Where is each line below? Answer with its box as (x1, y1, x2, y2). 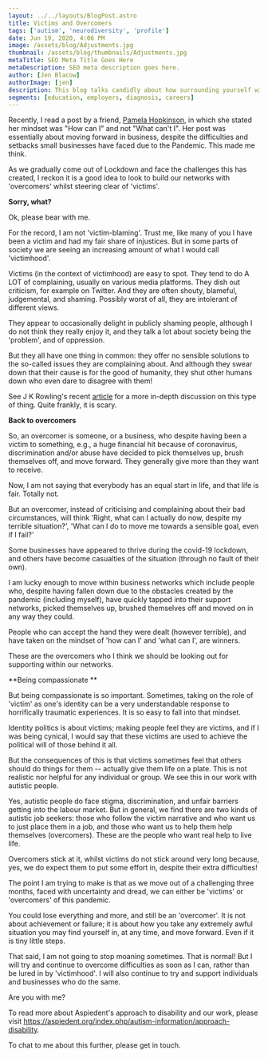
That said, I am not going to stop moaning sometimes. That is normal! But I (8, 952, 253, 961)
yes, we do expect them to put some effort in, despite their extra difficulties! (8, 863, 258, 873)
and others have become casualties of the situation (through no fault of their (8, 554, 259, 564)
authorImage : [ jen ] (8, 78, 73, 86)
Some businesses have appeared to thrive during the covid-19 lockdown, (8, 545, 249, 555)
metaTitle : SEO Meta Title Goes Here (8, 57, 134, 65)
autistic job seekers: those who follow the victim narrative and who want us (8, 814, 256, 823)
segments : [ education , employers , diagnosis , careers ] (8, 93, 195, 101)
